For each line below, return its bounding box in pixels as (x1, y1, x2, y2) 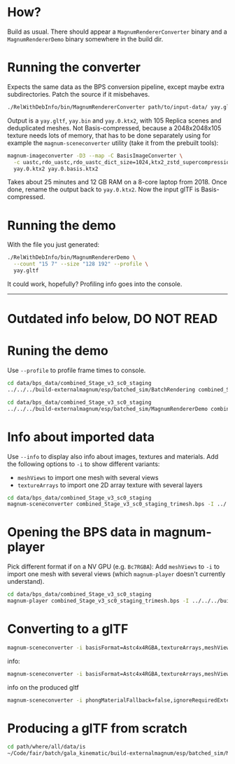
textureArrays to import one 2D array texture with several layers (17, 481, 203, 489)
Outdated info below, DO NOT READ (7, 311, 218, 327)
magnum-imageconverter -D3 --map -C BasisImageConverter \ (7, 152, 183, 159)
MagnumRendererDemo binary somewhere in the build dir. (7, 34, 164, 43)
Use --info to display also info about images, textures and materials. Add (7, 452, 219, 461)
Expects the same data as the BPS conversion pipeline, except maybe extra (7, 82, 225, 91)
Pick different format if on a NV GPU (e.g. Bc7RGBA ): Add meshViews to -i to (7, 562, 220, 571)
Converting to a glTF (7, 621, 129, 637)
